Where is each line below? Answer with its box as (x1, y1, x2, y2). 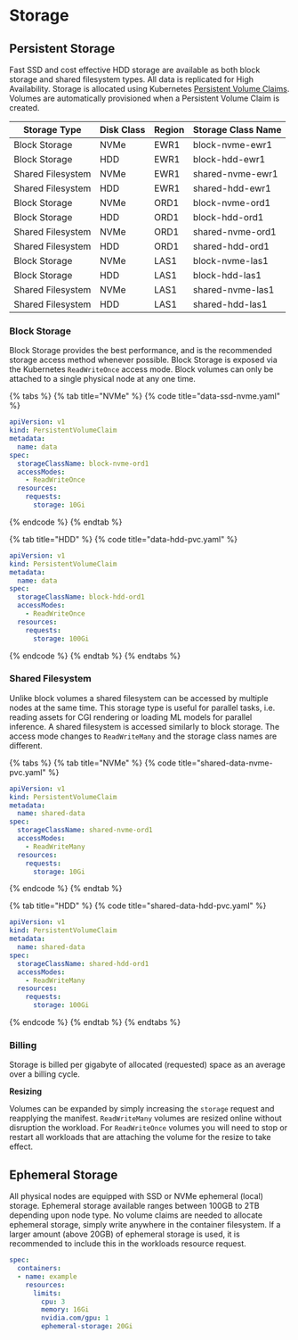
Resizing (9, 1086, 43, 1097)
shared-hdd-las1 (192, 298, 268, 310)
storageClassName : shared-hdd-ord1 (17, 959, 149, 968)
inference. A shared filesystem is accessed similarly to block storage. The (9, 721, 280, 732)
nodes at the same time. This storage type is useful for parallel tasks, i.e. (9, 702, 276, 713)
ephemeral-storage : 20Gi (41, 1322, 133, 1331)
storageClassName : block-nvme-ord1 (17, 459, 149, 468)
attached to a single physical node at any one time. (9, 374, 196, 385)
